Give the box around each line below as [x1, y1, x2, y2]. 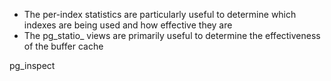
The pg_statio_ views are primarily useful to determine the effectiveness [23, 30, 321, 41]
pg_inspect [9, 60, 56, 71]
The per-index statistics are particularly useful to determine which [23, 9, 297, 20]
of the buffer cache [23, 40, 104, 52]
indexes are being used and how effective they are [23, 19, 233, 31]
